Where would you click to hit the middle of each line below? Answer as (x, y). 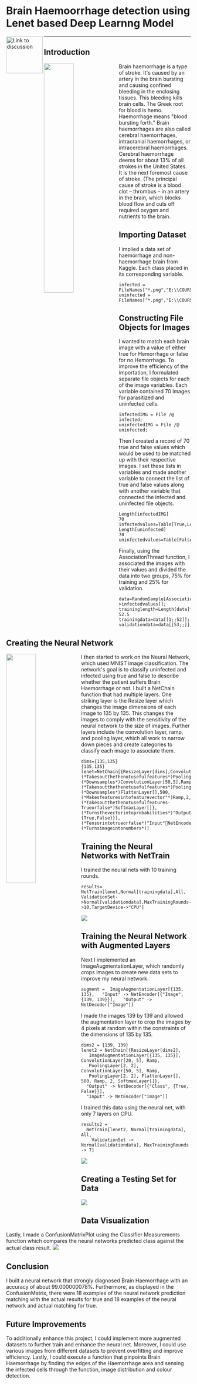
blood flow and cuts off (147, 203)
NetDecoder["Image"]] (107, 1004)
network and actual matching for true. (52, 1306)
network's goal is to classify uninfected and (134, 670)
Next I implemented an (108, 960)
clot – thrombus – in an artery (154, 191)
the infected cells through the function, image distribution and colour (89, 1370)
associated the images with (152, 563)
